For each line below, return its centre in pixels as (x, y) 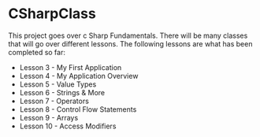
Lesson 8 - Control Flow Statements (78, 109)
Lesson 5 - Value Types (58, 84)
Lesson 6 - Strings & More (62, 92)
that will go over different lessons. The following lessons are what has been (130, 43)
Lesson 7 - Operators (54, 101)
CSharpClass (52, 14)
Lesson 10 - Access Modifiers (68, 126)
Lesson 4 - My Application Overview (79, 76)
